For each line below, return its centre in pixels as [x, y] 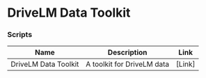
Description [127, 52]
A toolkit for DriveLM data [128, 64]
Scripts [20, 35]
